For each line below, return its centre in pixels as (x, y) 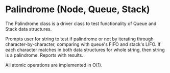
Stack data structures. (29, 29)
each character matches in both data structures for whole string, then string (85, 50)
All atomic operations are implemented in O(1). (54, 65)
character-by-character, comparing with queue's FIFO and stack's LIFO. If (83, 44)
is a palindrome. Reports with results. (44, 55)
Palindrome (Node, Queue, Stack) (78, 9)
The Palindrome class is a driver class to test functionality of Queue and (81, 23)
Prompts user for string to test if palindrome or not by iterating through (79, 39)
